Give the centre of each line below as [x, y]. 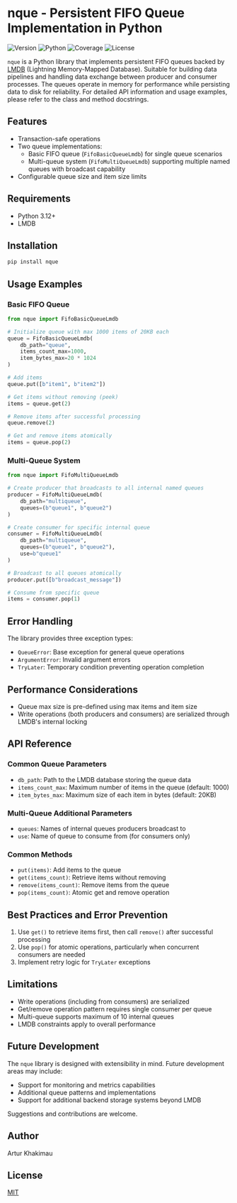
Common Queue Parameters [57, 764]
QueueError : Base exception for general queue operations [101, 652]
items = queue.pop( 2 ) [39, 443]
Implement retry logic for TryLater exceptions [84, 962]
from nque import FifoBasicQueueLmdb [63, 319]
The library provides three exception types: [70, 638]
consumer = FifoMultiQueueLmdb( [55, 534]
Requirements [39, 199]
